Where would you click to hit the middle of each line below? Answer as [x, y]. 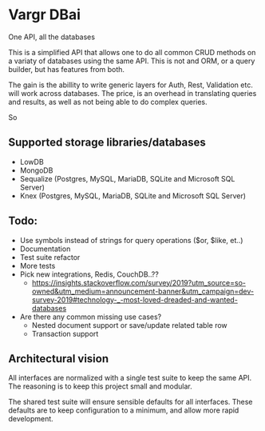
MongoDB [36, 170]
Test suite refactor [50, 257]
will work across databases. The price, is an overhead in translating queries [132, 93]
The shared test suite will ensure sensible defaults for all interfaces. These [131, 402]
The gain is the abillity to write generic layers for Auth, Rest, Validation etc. [131, 85]
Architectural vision [59, 359]
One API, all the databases [52, 37]
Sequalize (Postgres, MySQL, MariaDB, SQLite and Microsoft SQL [127, 178]
